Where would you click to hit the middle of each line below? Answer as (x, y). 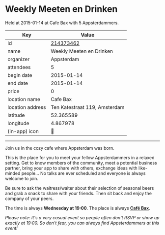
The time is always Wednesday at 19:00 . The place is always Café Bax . (78, 208)
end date (18, 83)
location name (24, 99)
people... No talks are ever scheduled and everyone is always (83, 173)
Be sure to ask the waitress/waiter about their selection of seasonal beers (80, 188)
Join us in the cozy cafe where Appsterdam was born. (60, 148)
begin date (20, 75)
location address (27, 107)
